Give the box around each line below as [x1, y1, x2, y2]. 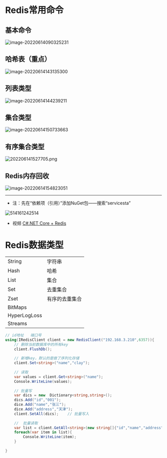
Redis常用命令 [5, 4, 64, 16]
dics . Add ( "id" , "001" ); [14, 397, 61, 403]
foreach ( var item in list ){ [14, 430, 72, 435]
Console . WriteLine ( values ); [14, 379, 72, 384]
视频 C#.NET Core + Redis [12, 220, 67, 226]
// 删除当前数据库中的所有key [14, 342, 69, 347]
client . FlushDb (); [14, 347, 52, 352]
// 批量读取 [14, 421, 38, 426]
